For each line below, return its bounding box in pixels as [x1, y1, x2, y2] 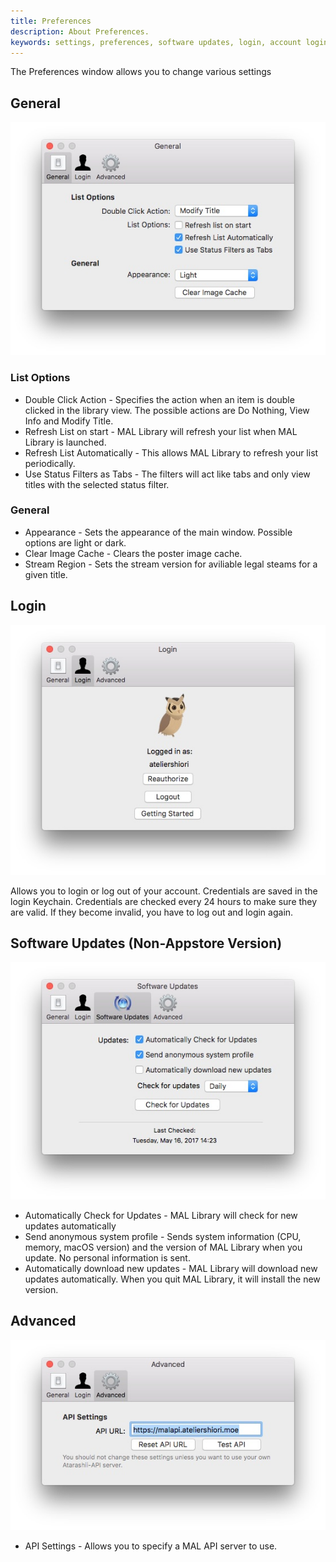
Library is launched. [24, 436, 107, 448]
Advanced [10, 1313, 77, 1330]
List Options [10, 371, 71, 385]
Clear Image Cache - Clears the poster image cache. [24, 547, 243, 559]
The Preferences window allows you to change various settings [10, 66, 272, 78]
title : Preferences [10, 16, 92, 26]
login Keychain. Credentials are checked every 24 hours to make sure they [10, 895, 318, 907]
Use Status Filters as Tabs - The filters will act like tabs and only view [24, 468, 311, 480]
